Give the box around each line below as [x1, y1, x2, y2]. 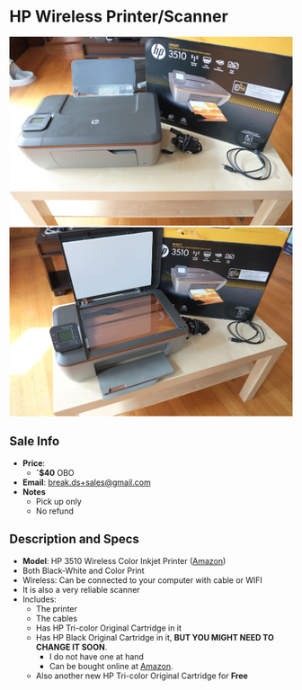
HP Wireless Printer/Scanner [9, 6, 229, 27]
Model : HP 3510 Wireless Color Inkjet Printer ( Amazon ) [22, 555, 226, 566]
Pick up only [35, 496, 83, 506]
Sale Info [9, 434, 60, 449]
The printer [35, 603, 78, 614]
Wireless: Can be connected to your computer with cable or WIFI [22, 574, 263, 586]
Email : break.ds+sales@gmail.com [22, 477, 151, 488]
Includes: [22, 594, 57, 605]
